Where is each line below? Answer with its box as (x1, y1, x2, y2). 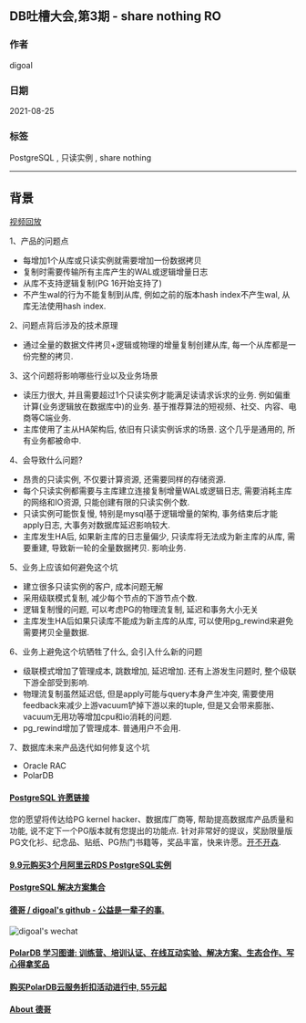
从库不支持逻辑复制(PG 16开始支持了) (22, 277, 162, 289)
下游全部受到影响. (22, 677, 89, 688)
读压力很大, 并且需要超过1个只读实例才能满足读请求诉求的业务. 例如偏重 (22, 390, 291, 401)
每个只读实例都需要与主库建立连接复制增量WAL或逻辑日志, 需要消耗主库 (22, 485, 293, 496)
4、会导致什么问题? (9, 454, 84, 465)
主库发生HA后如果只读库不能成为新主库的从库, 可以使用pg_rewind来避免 (22, 615, 294, 627)
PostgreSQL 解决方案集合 (9, 882, 107, 893)
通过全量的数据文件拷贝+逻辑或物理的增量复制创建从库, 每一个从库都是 (22, 339, 289, 350)
